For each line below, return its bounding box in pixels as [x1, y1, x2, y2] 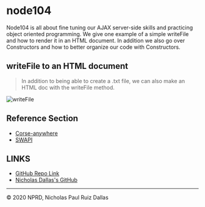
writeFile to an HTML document [6, 61, 129, 71]
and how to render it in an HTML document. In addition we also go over [6, 37, 185, 44]
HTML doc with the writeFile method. [21, 84, 115, 91]
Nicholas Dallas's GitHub [15, 176, 78, 184]
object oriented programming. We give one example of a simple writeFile [6, 30, 189, 37]
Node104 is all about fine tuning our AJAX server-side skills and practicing [6, 24, 193, 31]
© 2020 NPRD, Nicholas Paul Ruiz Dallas [6, 194, 109, 202]
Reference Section [6, 114, 78, 124]
